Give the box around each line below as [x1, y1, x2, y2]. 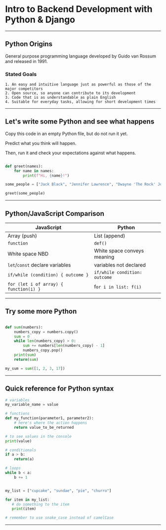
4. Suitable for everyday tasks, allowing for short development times [5, 99, 156, 105]
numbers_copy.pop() [23, 348, 63, 353]
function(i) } [7, 286, 41, 292]
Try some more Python [5, 307, 77, 316]
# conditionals [5, 448, 37, 453]
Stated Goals [5, 70, 37, 77]
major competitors [5, 86, 43, 91]
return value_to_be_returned [14, 425, 74, 430]
